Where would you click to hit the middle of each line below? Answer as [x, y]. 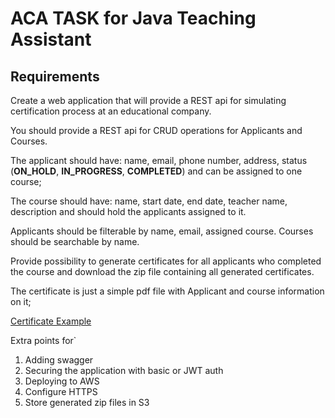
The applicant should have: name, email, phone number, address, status [159, 160]
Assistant [51, 39]
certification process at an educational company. [111, 111]
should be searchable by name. [75, 241]
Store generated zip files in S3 [87, 402]
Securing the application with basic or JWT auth [124, 370]
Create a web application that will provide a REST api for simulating [148, 100]
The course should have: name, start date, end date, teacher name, [149, 201]
